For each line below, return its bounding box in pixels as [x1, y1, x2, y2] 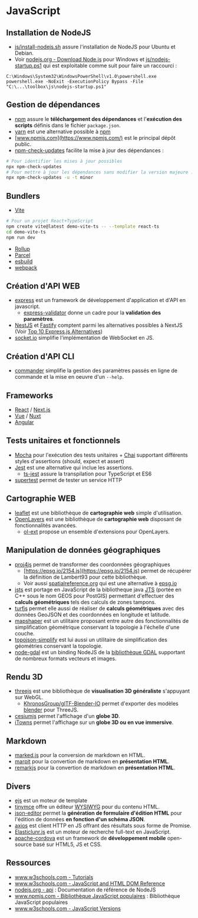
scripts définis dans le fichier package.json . [14, 122, 121, 129]
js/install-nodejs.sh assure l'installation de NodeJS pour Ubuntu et [14, 43, 176, 50]
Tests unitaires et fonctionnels [6, 435, 121, 446]
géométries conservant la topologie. [14, 642, 103, 650]
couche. [14, 630, 35, 637]
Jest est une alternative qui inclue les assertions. [14, 464, 134, 471]
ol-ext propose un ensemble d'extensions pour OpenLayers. [23, 528, 170, 535]
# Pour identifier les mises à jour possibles [6, 158, 123, 164]
